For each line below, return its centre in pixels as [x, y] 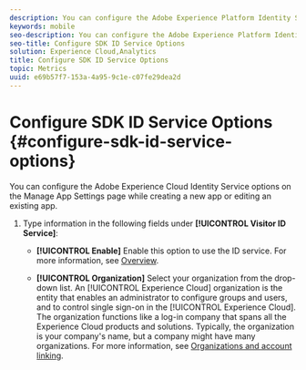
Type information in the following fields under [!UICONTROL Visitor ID [154, 223]
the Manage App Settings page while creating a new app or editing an [140, 196]
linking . [50, 355]
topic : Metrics [38, 69]
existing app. [34, 205]
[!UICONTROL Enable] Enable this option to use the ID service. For [161, 251]
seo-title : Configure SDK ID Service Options [97, 43]
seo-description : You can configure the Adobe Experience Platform [140, 35]
